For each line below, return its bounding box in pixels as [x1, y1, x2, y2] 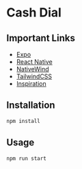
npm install [6, 117, 40, 124]
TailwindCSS [16, 72, 53, 80]
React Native [16, 58, 53, 66]
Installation [6, 100, 55, 111]
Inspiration [16, 80, 46, 87]
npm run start [6, 155, 47, 162]
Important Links [6, 32, 76, 44]
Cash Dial [6, 5, 62, 21]
